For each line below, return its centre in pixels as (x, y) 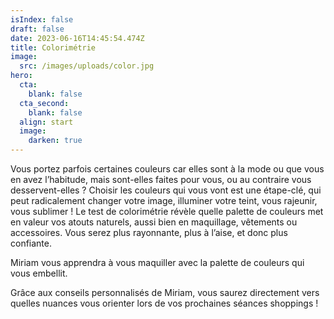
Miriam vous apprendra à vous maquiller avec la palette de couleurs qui (157, 262)
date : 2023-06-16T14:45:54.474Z (77, 38)
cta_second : (44, 103)
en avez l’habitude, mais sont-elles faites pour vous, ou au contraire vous (161, 179)
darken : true (55, 141)
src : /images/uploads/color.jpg (87, 66)
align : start (46, 122)
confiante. (31, 243)
